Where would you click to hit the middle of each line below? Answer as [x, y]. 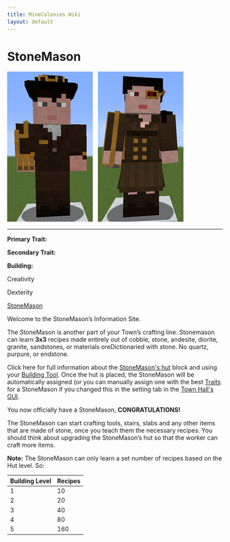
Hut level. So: [26, 466]
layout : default [30, 22]
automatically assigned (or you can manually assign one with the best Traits [114, 382]
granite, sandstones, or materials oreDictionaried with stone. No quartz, [108, 347]
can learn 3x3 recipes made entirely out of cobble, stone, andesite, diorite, [113, 340]
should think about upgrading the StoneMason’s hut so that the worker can [112, 438]
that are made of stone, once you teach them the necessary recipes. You [110, 431]
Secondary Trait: [31, 252]
